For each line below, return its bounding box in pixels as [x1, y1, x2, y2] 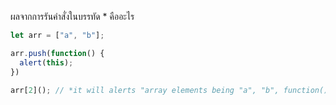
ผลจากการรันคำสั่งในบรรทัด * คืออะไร [10, 11, 135, 22]
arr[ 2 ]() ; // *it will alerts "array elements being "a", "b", [10, 85, 280, 95]
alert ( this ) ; [19, 57, 74, 68]
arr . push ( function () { [10, 48, 105, 58]
